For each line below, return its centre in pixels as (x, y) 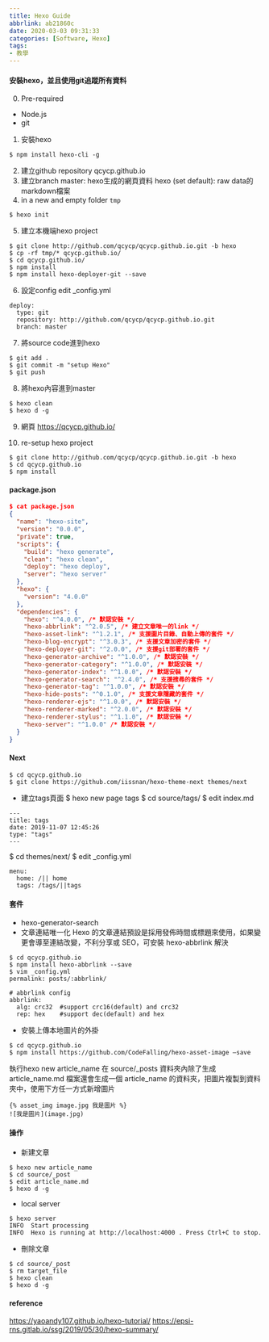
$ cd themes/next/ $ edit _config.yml (70, 856)
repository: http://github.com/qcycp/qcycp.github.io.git (116, 320)
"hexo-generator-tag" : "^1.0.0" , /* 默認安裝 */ (104, 687)
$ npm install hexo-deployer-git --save (78, 275)
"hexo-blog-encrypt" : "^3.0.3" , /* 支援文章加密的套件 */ (118, 642)
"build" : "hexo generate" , (69, 551)
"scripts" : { (38, 544)
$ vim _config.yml (40, 971)
